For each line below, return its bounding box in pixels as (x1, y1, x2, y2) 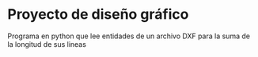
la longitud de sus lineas (7, 39, 86, 48)
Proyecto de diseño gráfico (7, 5, 189, 23)
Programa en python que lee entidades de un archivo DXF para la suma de (7, 31, 251, 41)
